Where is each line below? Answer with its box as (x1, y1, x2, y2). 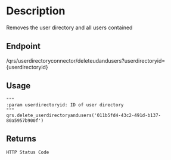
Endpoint (6, 41, 41, 51)
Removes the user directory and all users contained (6, 24, 133, 31)
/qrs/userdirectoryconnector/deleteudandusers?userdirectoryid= (6, 57, 166, 64)
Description (6, 4, 66, 18)
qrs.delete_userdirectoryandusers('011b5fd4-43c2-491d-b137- (6, 112, 161, 118)
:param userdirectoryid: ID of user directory (6, 101, 124, 108)
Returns (6, 133, 37, 144)
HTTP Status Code (6, 149, 49, 156)
